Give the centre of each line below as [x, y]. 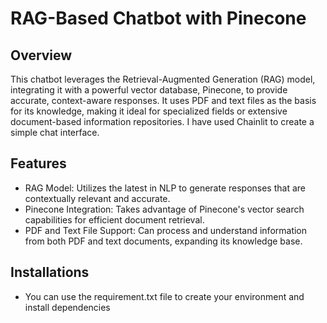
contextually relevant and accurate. [97, 198]
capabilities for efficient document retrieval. [114, 219]
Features [38, 163]
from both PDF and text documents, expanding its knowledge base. [163, 241]
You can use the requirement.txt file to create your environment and [164, 296]
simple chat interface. [55, 132]
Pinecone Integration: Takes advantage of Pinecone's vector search [164, 209]
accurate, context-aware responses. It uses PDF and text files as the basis [163, 100]
